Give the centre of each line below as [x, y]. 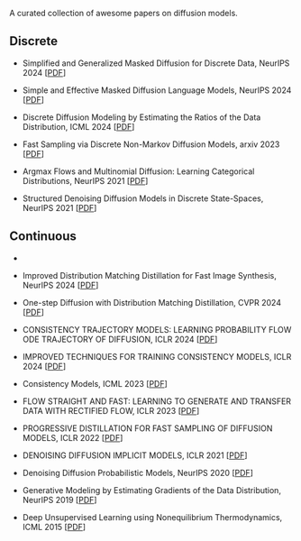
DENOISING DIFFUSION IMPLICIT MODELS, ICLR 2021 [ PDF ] [135, 455]
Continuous [43, 237]
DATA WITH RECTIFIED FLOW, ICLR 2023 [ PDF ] [111, 410]
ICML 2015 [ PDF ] [54, 527]
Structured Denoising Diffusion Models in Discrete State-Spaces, [143, 198]
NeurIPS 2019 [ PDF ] [59, 500]
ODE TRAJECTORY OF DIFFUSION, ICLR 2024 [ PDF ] [120, 339]
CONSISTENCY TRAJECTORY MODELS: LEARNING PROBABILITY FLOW [157, 329]
